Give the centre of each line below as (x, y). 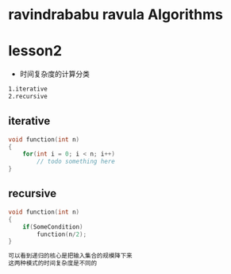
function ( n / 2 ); (62, 234)
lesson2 (35, 51)
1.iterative (28, 89)
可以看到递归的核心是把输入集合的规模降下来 (70, 256)
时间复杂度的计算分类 (54, 74)
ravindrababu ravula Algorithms (116, 15)
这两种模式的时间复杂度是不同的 (53, 264)
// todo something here (76, 162)
